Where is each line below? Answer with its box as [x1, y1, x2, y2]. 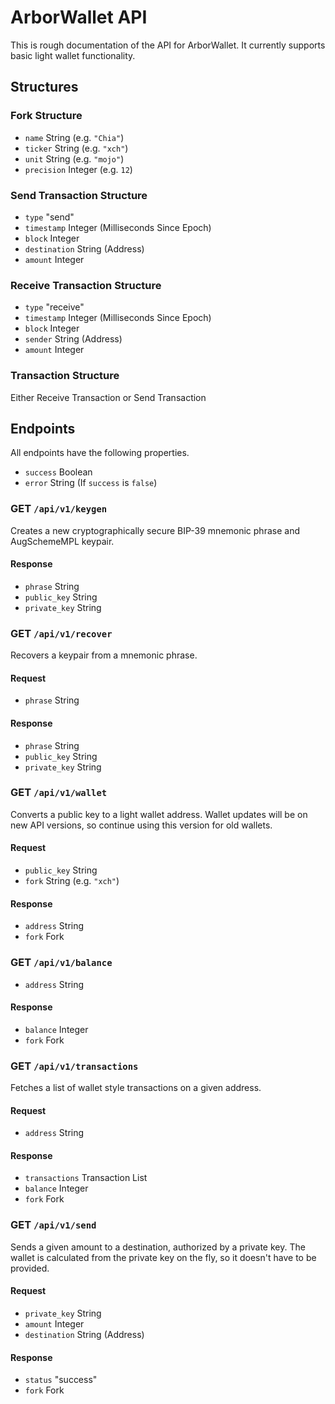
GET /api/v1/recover [10, 626, 113, 640]
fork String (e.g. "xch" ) [24, 875, 120, 887]
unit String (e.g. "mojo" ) [24, 152, 125, 165]
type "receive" [24, 301, 85, 313]
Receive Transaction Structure [10, 278, 162, 292]
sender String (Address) [24, 333, 123, 345]
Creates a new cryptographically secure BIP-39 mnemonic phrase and [10, 524, 300, 536]
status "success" [24, 1374, 98, 1386]
